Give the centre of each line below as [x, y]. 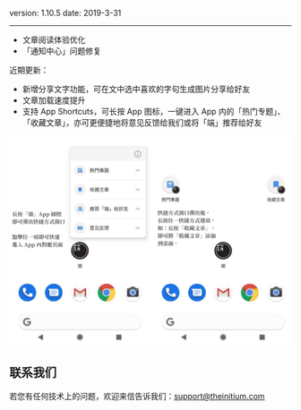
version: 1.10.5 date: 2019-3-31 [65, 13]
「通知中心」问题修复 [61, 51]
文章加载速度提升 [54, 100]
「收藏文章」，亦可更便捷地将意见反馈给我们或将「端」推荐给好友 [142, 123]
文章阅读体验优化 [54, 40]
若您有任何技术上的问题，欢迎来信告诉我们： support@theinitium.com [138, 396]
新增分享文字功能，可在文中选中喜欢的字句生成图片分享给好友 [136, 89]
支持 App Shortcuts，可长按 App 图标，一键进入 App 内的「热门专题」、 [154, 111]
